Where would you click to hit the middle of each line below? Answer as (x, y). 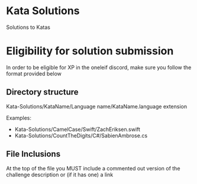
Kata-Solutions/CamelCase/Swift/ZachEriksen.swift (77, 129)
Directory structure (42, 92)
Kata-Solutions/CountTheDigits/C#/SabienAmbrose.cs (81, 135)
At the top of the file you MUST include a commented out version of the (93, 168)
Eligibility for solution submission (90, 51)
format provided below (34, 73)
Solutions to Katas (28, 27)
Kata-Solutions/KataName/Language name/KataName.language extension (97, 106)
